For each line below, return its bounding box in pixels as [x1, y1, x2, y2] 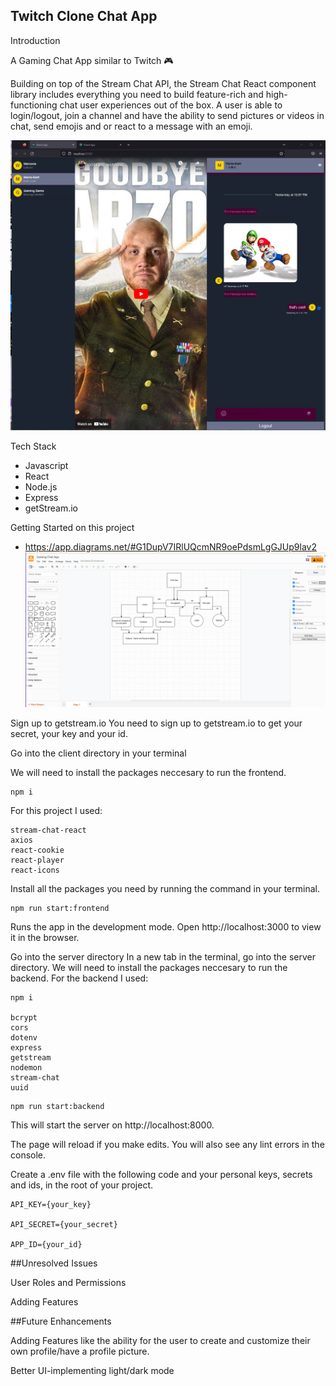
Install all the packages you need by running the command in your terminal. [10, 882, 320, 894]
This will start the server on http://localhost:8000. [10, 1119, 215, 1131]
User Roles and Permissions [10, 1276, 127, 1288]
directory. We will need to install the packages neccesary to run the [10, 961, 288, 973]
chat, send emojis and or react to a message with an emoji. [10, 120, 253, 132]
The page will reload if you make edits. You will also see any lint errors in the [10, 1138, 325, 1150]
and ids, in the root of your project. [10, 1179, 154, 1191]
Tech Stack [10, 440, 57, 453]
